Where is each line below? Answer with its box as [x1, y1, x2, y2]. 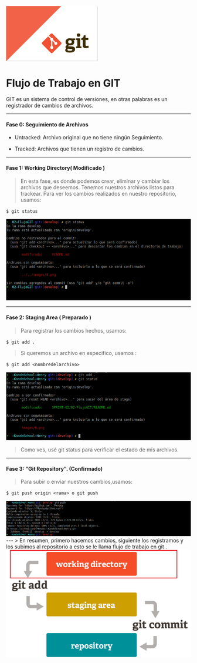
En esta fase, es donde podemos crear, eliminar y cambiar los [20, 178, 170, 185]
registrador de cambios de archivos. [6, 102, 94, 109]
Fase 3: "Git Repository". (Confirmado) [6, 465, 103, 472]
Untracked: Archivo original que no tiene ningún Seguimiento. [14, 134, 164, 141]
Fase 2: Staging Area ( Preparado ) [6, 314, 92, 321]
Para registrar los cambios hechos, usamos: [20, 327, 127, 334]
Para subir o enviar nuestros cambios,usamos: [20, 478, 133, 485]
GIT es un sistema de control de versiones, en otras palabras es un [6, 96, 168, 103]
